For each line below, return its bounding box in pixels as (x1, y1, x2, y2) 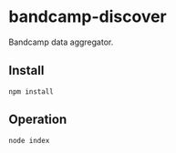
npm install (8, 87, 54, 97)
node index (8, 136, 50, 145)
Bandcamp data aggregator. (8, 36, 114, 47)
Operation (8, 112, 67, 127)
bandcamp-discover (8, 6, 167, 27)
